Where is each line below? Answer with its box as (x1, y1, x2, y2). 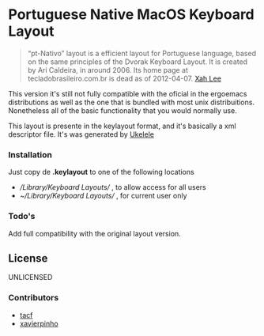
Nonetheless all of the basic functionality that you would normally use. (8, 105, 237, 115)
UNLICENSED (8, 273, 53, 282)
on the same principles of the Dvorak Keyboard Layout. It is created (27, 57, 247, 66)
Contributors (8, 293, 59, 304)
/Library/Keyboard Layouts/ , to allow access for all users (19, 183, 207, 192)
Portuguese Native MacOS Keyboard (8, 6, 255, 24)
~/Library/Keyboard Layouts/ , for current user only (19, 191, 187, 201)
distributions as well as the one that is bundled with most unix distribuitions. (8, 97, 255, 107)
